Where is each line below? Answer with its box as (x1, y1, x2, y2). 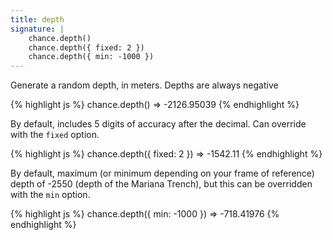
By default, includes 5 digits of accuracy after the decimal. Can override (10, 118, 307, 130)
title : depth (10, 14, 65, 25)
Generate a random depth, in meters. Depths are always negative (10, 79, 279, 91)
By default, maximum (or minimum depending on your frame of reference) (10, 167, 315, 180)
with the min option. (10, 189, 91, 201)
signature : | (10, 24, 65, 34)
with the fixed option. (10, 129, 100, 141)
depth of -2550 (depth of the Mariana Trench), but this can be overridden (10, 178, 313, 190)
